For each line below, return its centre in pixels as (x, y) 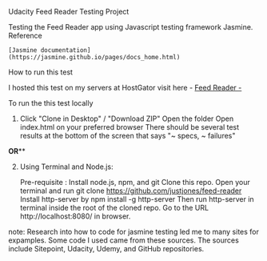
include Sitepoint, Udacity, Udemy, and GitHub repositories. (106, 249)
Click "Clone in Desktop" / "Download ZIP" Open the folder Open (127, 118)
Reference (25, 36)
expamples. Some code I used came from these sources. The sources (124, 240)
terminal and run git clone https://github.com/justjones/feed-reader (131, 191)
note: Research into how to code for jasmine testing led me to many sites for (134, 232)
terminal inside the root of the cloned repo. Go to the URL (114, 208)
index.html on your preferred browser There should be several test (130, 127)
